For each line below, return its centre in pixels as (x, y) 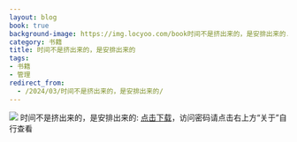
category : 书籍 (36, 42)
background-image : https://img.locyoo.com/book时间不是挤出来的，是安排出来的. (149, 34)
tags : (19, 58)
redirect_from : (37, 83)
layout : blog (33, 17)
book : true (29, 26)
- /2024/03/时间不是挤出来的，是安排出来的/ (90, 91)
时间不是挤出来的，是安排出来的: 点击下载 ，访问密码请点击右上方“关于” (150, 117)
